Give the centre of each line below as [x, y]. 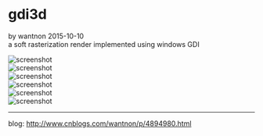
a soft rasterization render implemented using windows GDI [104, 44]
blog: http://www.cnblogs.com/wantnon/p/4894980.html [100, 123]
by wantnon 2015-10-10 [46, 36]
